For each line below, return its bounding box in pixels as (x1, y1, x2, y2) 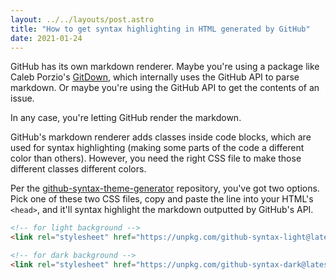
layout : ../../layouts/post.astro (10, 14, 155, 25)
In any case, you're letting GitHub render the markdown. (10, 112, 242, 124)
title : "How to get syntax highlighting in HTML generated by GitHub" (10, 24, 311, 34)
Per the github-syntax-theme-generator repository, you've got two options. (10, 182, 320, 195)
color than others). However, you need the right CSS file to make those (10, 152, 302, 165)
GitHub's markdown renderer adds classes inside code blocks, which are (10, 131, 312, 143)
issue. (10, 92, 35, 105)
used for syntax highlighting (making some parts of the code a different (10, 142, 305, 154)
